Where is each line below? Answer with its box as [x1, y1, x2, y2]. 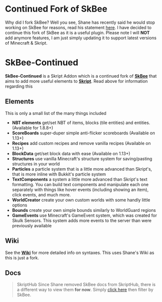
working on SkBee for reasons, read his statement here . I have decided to [5, 24, 152, 30]
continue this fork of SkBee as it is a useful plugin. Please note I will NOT [5, 30, 150, 35]
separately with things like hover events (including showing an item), [12, 187, 149, 192]
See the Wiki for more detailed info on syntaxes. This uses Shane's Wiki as [5, 250, 155, 255]
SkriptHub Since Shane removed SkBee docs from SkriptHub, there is [16, 282, 156, 287]
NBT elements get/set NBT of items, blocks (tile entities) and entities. [12, 120, 150, 126]
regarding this [5, 83, 33, 89]
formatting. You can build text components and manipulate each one [12, 181, 149, 187]
